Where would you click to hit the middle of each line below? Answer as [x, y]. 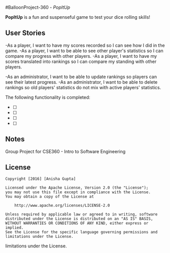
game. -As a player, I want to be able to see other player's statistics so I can [84, 51]
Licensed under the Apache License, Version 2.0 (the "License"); [77, 188]
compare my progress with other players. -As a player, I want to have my [81, 56]
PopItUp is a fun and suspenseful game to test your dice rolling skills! [78, 17]
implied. [14, 228]
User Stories [25, 33]
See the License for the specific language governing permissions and [81, 232]
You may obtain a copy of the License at [50, 197]
